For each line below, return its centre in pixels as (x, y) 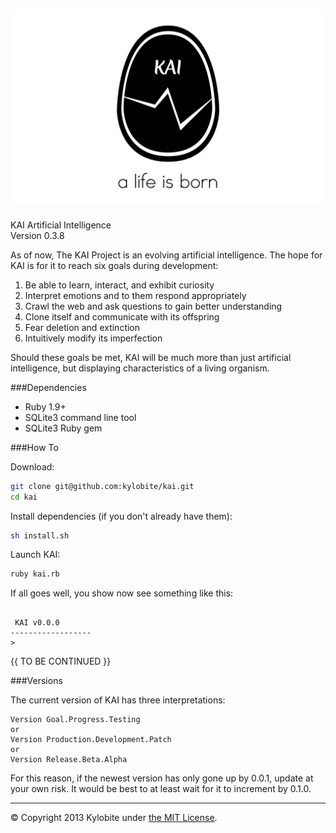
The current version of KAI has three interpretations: (118, 700)
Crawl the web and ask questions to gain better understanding (153, 306)
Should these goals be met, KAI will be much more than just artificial (151, 357)
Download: (32, 466)
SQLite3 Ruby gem (63, 428)
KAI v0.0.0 (37, 623)
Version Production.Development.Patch (91, 740)
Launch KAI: (35, 555)
